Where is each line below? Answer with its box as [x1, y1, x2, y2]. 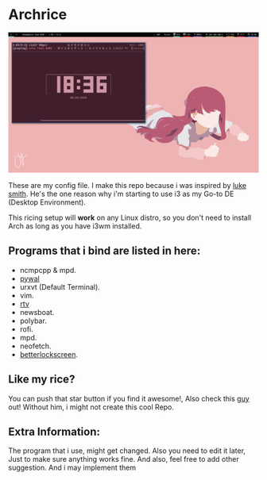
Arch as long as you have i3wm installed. [8, 221, 142, 231]
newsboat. [19, 307, 55, 317]
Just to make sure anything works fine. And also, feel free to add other [8, 455, 240, 464]
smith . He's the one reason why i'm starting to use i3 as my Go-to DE [8, 189, 234, 198]
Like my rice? [8, 373, 75, 386]
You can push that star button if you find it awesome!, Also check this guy [8, 394, 250, 403]
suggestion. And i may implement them [8, 463, 137, 473]
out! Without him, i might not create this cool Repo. [8, 402, 175, 412]
